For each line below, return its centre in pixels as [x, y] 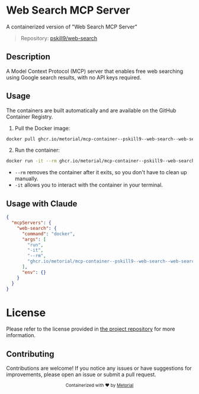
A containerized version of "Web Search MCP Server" [72, 27]
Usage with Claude [42, 204]
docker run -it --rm [32, 161]
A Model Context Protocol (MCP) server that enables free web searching [95, 71]
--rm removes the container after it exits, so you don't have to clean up [101, 172]
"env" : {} [34, 272]
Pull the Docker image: [42, 128]
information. [21, 335]
